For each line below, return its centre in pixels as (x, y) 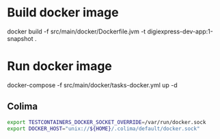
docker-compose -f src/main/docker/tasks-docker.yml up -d (92, 85)
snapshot (20, 38)
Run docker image (60, 66)
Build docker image (63, 13)
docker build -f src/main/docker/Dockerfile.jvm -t (77, 31)
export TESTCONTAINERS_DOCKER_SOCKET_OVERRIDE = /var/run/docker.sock (107, 122)
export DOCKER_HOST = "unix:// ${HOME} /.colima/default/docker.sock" (104, 128)
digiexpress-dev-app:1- (180, 31)
